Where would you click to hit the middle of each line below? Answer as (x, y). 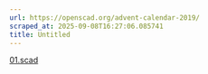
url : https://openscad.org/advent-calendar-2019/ (105, 18)
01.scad (24, 60)
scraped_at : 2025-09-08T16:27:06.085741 (87, 26)
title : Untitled (40, 34)
